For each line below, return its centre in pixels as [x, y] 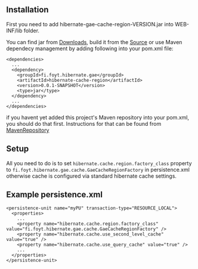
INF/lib [14, 30]
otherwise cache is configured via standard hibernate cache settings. [92, 176]
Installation [27, 10]
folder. [32, 30]
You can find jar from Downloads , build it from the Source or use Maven [94, 42]
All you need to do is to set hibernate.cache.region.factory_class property [99, 163]
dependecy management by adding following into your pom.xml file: [90, 48]
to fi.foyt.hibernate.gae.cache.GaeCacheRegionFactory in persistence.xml [98, 169]
